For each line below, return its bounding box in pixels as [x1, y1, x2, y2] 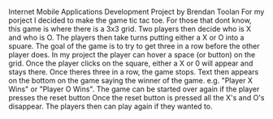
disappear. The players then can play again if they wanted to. [8, 101, 213, 111]
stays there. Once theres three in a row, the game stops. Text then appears [8, 67, 259, 76]
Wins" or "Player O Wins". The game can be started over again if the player [8, 84, 260, 94]
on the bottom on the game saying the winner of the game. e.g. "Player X [8, 76, 253, 85]
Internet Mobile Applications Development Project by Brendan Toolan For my [8, 7, 265, 16]
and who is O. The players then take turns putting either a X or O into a [8, 32, 245, 42]
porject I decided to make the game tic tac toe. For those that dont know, [8, 15, 252, 25]
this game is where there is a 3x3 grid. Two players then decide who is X [8, 24, 252, 33]
